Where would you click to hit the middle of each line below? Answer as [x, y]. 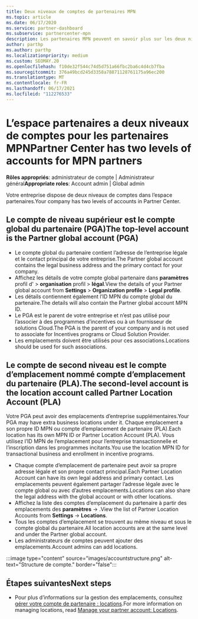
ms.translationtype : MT [35, 77]
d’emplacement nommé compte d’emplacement [96, 374]
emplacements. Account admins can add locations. [76, 547]
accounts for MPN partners [74, 161]
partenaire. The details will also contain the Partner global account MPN [101, 302]
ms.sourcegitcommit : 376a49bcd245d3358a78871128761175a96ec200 [85, 72]
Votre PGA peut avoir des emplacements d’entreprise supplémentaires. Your [98, 416]
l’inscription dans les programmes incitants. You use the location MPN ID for [98, 448]
